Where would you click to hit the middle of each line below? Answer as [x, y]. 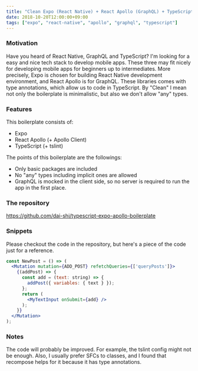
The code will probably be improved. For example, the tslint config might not [99, 350]
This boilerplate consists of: [40, 122]
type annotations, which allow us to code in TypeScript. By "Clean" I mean [96, 87]
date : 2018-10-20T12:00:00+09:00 [47, 17]
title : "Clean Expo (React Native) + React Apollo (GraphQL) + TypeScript [100, 12]
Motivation [22, 43]
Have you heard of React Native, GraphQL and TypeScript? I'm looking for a [98, 56]
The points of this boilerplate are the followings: [64, 157]
